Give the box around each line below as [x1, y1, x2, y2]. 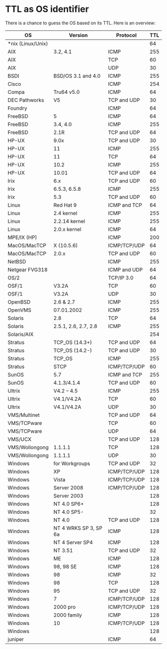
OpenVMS [7, 307, 31, 314]
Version [69, 31, 88, 38]
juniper [7, 636, 24, 643]
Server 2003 [53, 492, 83, 499]
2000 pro [53, 603, 76, 610]
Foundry [7, 104, 27, 111]
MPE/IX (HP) [7, 234, 37, 241]
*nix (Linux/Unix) [7, 40, 48, 47]
